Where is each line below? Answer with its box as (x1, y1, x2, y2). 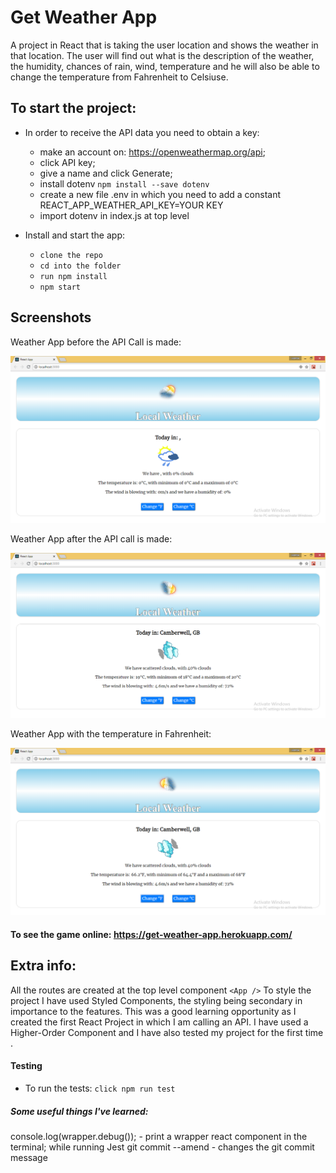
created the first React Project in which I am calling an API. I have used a (10, 1016, 309, 1028)
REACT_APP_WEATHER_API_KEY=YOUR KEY (39, 199, 224, 211)
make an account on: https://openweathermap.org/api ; (39, 146, 266, 158)
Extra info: (10, 957, 77, 975)
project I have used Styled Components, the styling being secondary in (10, 994, 303, 1006)
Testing (10, 1060, 43, 1072)
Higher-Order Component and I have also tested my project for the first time (10, 1026, 324, 1038)
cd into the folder (39, 261, 122, 271)
